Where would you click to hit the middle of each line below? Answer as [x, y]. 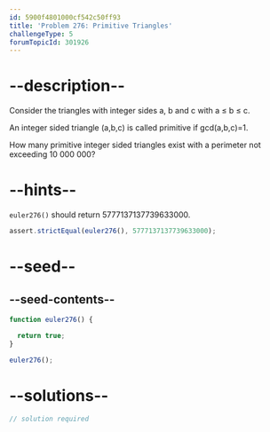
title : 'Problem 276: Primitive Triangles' [91, 26]
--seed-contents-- [62, 299]
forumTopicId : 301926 [49, 42]
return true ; [41, 335]
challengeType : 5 [41, 34]
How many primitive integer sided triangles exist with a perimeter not [135, 145]
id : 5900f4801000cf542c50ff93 [65, 17]
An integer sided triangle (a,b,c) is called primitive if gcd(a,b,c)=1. [129, 128]
